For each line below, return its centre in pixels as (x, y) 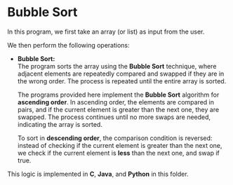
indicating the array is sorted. (60, 124)
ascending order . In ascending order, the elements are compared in (116, 102)
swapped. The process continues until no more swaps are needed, (114, 117)
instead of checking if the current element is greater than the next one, (120, 145)
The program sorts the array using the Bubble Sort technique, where (117, 66)
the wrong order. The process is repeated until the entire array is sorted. (122, 81)
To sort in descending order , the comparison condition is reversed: (115, 138)
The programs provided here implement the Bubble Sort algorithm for (118, 95)
